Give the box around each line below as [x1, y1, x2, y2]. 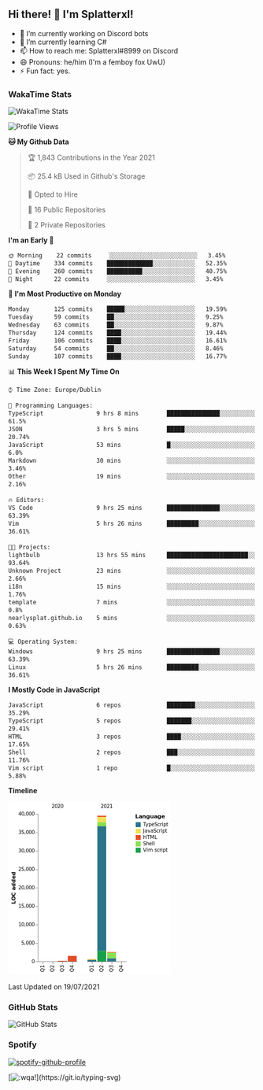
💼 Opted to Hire [27, 190, 79, 199]
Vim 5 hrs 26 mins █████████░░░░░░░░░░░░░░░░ [8, 520, 256, 528]
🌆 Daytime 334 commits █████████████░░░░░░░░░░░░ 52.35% [8, 260, 227, 268]
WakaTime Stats [8, 88, 72, 99]
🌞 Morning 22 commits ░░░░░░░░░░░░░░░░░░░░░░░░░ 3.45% [8, 252, 226, 260]
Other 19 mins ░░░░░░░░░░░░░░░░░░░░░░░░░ [8, 473, 256, 481]
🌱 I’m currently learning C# [19, 37, 107, 46]
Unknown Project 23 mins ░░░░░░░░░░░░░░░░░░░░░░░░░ [8, 567, 256, 575]
